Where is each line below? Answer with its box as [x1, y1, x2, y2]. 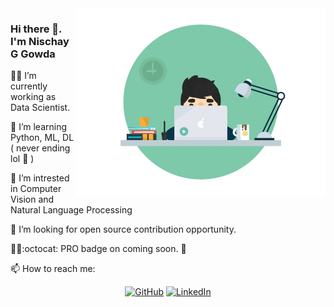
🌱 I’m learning [10, 121, 68, 133]
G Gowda [10, 47, 56, 61]
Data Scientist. [10, 102, 71, 114]
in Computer [10, 183, 62, 195]
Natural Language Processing [10, 204, 133, 216]
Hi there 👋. [10, 22, 63, 36]
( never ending [10, 142, 71, 154]
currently [10, 80, 48, 92]
